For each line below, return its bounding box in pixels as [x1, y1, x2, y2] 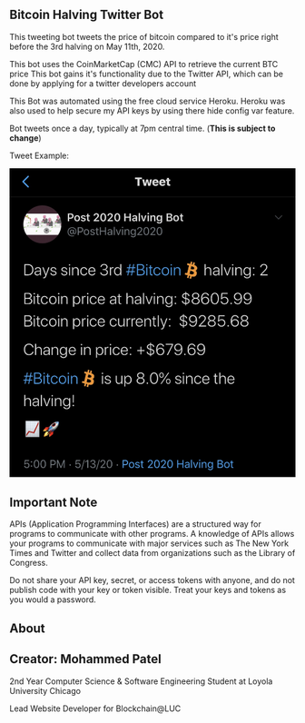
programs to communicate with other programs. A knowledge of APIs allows [9, 529, 295, 540]
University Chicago [9, 685, 82, 696]
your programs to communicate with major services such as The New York [9, 538, 289, 549]
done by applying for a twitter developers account [9, 77, 197, 89]
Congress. [9, 558, 48, 569]
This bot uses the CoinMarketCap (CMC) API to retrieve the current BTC [9, 58, 279, 69]
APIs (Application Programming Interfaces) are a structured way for [9, 519, 261, 530]
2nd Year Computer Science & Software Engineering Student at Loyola [9, 676, 273, 687]
